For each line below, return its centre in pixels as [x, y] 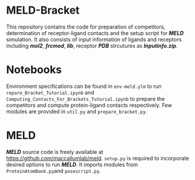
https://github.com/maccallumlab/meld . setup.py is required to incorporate [97, 158]
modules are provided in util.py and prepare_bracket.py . [77, 111]
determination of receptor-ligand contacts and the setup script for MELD [95, 33]
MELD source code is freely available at [55, 151]
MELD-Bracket [43, 10]
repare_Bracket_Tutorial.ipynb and [50, 92]
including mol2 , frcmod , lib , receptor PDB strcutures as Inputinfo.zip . [92, 46]
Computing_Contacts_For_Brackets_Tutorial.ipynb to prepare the [86, 99]
